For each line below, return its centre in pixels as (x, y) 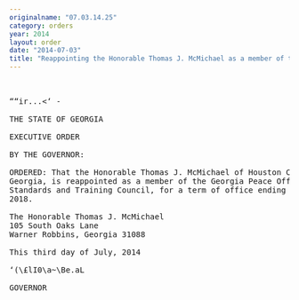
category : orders (41, 26)
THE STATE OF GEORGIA (57, 119)
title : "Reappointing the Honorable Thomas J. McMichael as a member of (147, 59)
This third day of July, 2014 (75, 253)
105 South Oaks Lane (54, 226)
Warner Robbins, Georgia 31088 (77, 235)
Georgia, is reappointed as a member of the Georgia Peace (141, 182)
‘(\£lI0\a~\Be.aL (47, 270)
